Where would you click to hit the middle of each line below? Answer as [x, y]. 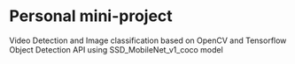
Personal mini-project [91, 16]
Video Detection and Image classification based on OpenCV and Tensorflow [148, 40]
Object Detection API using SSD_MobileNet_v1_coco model [116, 49]
